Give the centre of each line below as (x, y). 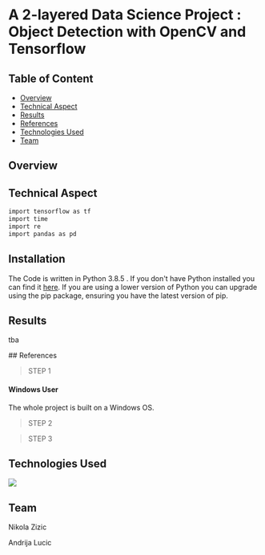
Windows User (33, 389)
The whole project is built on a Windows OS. (81, 407)
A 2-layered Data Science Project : (125, 15)
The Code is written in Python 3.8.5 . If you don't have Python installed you (132, 278)
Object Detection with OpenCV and (127, 32)
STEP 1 (39, 371)
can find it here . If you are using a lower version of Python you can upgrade (133, 287)
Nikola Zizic (28, 527)
